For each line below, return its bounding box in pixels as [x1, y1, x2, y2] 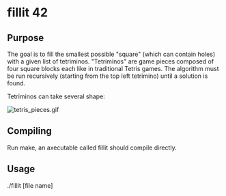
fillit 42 [7, 5, 48, 20]
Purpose [7, 32, 44, 44]
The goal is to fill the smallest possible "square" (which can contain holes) [7, 50, 216, 58]
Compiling [7, 125, 53, 137]
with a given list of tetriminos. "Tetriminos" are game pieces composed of [7, 57, 214, 66]
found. [7, 79, 26, 87]
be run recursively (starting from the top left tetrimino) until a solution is [7, 72, 208, 80]
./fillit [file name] [7, 181, 53, 189]
